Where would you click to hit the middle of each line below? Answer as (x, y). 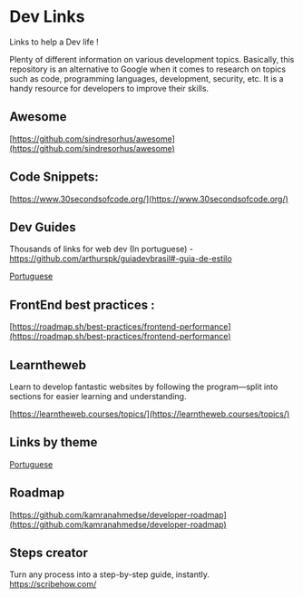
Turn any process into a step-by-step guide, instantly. (110, 574)
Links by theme (54, 442)
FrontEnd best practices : (82, 304)
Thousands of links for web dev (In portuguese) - (101, 249)
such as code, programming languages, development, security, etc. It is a (147, 78)
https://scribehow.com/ (53, 584)
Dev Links (47, 17)
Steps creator (49, 553)
